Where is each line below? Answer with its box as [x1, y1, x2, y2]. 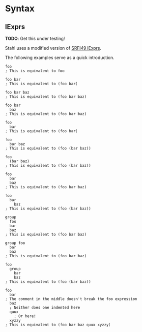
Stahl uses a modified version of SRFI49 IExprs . [5, 45, 102, 51]
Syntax [5, 3, 35, 14]
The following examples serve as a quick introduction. [5, 55, 114, 60]
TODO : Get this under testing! [5, 35, 65, 41]
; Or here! [14, 314, 36, 319]
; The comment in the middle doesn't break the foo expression [5, 297, 138, 302]
